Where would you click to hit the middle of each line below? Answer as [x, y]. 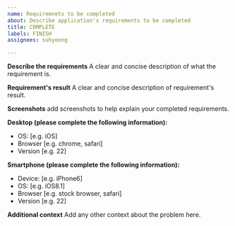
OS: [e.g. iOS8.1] [41, 186]
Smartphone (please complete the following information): [94, 165]
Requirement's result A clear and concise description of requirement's [111, 88]
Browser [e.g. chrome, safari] [60, 144]
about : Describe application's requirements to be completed [99, 20]
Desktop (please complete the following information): [88, 123]
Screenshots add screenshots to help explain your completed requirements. [118, 109]
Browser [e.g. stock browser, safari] [70, 194]
